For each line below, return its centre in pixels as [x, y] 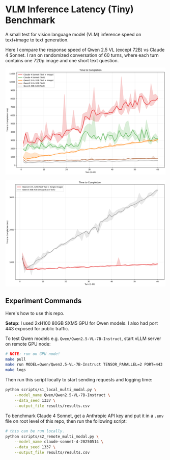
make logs [16, 370]
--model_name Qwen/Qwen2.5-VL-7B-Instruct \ [62, 395]
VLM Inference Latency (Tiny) [69, 9]
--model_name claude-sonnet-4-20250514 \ [59, 442]
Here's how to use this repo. [35, 313]
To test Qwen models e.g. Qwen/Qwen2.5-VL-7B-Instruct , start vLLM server [83, 338]
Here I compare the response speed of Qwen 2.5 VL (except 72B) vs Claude [85, 50]
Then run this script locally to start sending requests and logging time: [79, 380]
